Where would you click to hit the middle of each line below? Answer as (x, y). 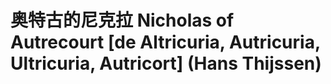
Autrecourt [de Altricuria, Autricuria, (165, 42)
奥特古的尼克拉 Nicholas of (122, 20)
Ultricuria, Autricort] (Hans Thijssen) (166, 63)
